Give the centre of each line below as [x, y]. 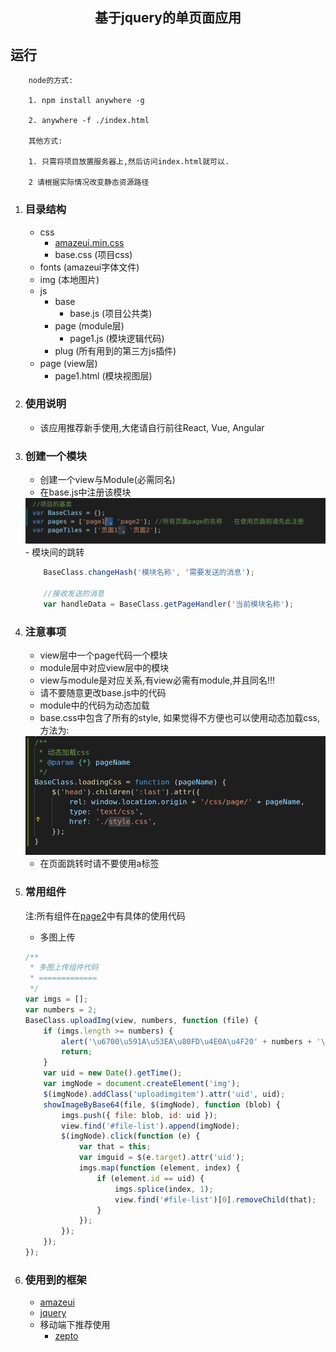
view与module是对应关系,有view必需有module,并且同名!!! [157, 680]
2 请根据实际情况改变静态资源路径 [89, 183]
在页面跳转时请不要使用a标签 [99, 864]
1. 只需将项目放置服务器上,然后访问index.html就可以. [129, 162]
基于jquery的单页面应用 [168, 18]
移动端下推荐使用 [75, 1325]
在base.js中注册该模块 [85, 492]
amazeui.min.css [89, 242]
